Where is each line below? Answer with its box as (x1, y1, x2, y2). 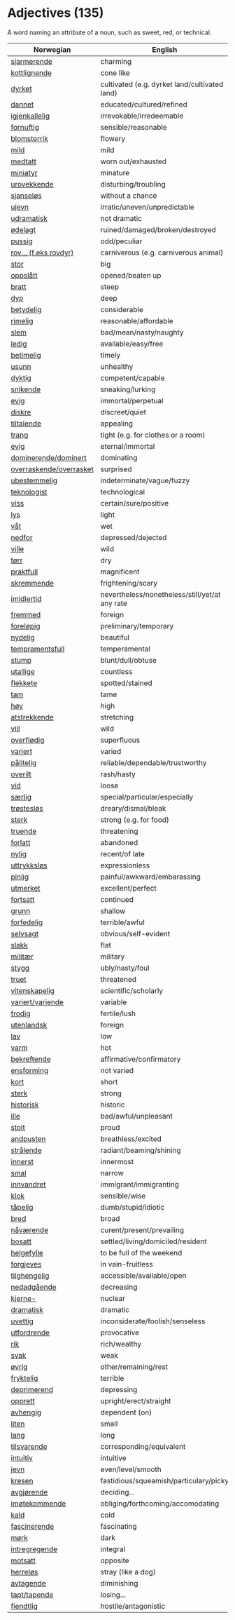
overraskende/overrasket (10, 464, 94, 474)
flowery (100, 133, 126, 143)
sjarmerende (10, 56, 52, 66)
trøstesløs (10, 803, 43, 813)
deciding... (100, 1487, 135, 1497)
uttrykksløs (10, 860, 48, 870)
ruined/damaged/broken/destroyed (100, 224, 217, 234)
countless (100, 666, 133, 676)
